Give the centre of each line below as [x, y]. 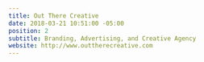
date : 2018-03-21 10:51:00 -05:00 [67, 23]
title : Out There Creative [54, 16]
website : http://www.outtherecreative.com [81, 46]
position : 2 [28, 31]
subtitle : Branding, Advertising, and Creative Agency [102, 38]
